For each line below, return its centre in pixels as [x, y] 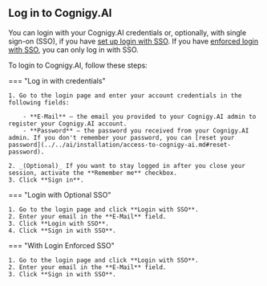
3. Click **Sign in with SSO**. [62, 274]
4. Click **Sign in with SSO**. [62, 231]
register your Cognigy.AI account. [68, 124]
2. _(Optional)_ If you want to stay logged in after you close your [127, 165]
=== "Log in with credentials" [57, 80]
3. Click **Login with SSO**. [59, 223]
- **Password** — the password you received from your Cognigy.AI [136, 131]
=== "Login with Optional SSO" [60, 194]
